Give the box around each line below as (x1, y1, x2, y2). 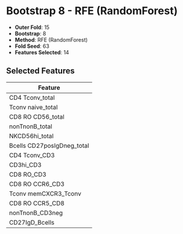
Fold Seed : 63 (14, 43, 50, 50)
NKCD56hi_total (9, 132, 54, 140)
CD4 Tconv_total (9, 93, 55, 102)
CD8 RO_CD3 (9, 170, 47, 178)
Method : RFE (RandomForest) (14, 36, 88, 43)
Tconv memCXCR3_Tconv (9, 189, 82, 197)
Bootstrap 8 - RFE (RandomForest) (6, 4, 178, 18)
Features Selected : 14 (14, 48, 69, 56)
